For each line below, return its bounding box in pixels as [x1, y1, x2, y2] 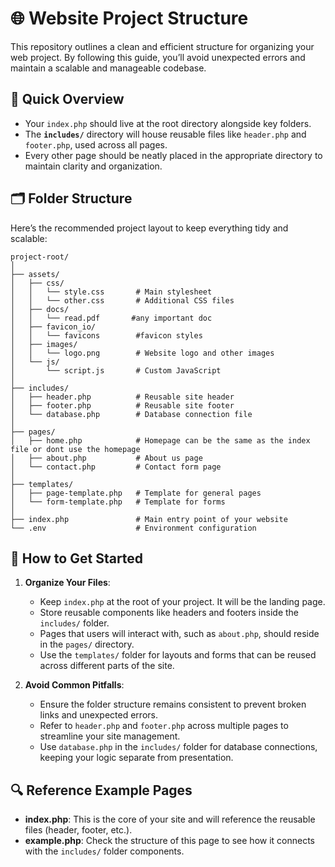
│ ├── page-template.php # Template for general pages [10, 488, 262, 498]
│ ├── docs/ [10, 304, 70, 314]
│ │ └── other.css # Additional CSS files [10, 295, 235, 306]
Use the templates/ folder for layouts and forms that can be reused [39, 649, 317, 661]
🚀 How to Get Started [10, 550, 144, 567]
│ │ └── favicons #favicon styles [10, 330, 203, 341]
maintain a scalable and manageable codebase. [10, 62, 207, 74]
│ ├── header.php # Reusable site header [10, 392, 235, 402]
